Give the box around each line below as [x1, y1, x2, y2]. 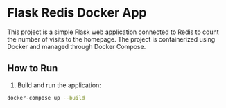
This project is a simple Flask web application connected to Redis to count [7, 28, 220, 36]
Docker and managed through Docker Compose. [7, 42, 146, 51]
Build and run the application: [17, 81, 102, 89]
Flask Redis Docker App [7, 5, 147, 21]
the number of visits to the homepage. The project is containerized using [7, 35, 216, 43]
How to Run [7, 62, 58, 74]
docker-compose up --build [7, 94, 85, 101]
